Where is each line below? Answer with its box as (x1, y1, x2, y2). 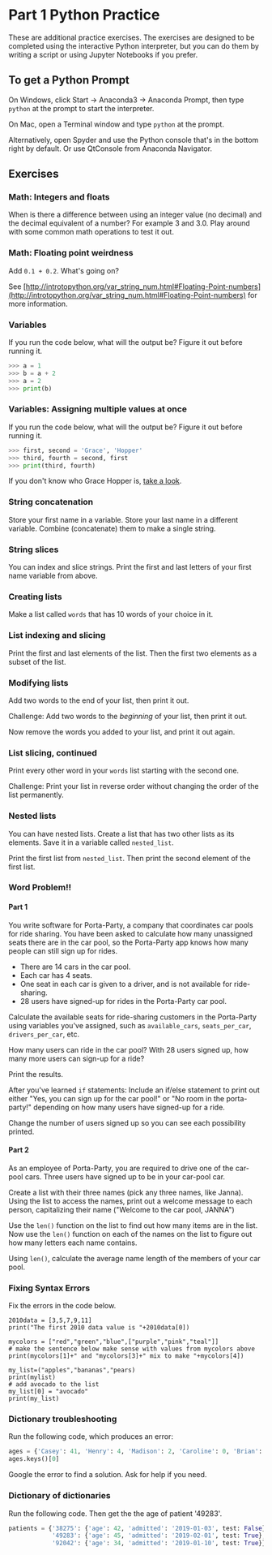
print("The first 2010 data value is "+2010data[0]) (8, 1324, 190, 1332)
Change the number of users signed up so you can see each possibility (8, 1118, 246, 1127)
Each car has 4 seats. (19, 970, 93, 980)
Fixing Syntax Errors (8, 1282, 91, 1294)
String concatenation (8, 497, 94, 508)
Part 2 (8, 1145, 30, 1155)
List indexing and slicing (8, 630, 106, 641)
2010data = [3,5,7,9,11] (8, 1316, 92, 1325)
